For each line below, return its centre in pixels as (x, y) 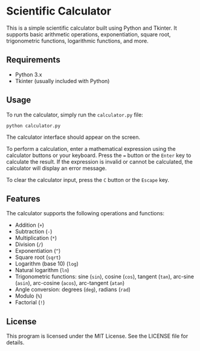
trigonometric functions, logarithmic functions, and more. (78, 41)
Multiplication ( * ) (36, 238)
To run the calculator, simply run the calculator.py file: (75, 115)
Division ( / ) (29, 244)
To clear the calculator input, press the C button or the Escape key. (88, 179)
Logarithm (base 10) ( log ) (47, 264)
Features (23, 199)
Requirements (33, 60)
